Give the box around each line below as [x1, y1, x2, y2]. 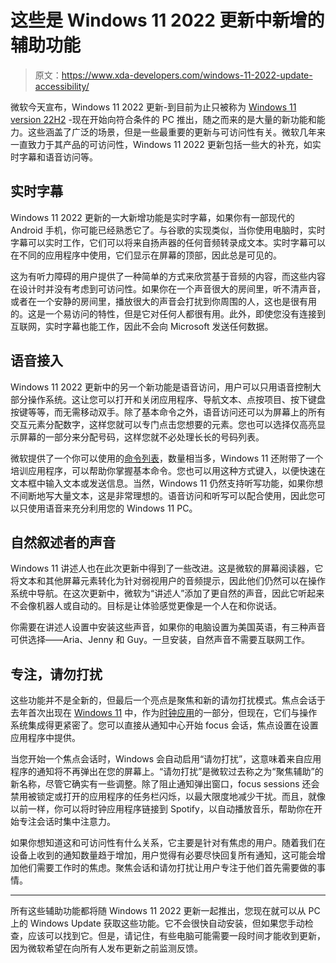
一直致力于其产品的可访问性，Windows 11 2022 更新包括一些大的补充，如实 [10, 138, 322, 150]
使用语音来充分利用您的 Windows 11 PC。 [27, 502, 198, 514]
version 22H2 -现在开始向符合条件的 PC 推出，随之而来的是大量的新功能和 [10, 113, 317, 125]
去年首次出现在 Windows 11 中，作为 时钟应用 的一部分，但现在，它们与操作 [10, 707, 318, 719]
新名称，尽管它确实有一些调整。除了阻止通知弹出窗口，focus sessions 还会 [10, 778, 320, 790]
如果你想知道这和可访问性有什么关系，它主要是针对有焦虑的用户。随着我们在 [10, 837, 326, 849]
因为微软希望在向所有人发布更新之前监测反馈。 [10, 942, 203, 955]
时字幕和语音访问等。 [10, 151, 98, 163]
